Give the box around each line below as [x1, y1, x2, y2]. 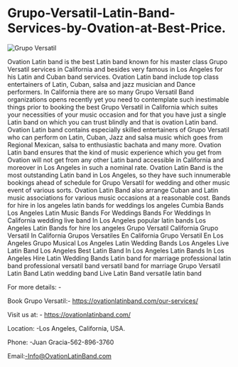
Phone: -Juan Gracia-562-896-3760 [7, 338, 114, 346]
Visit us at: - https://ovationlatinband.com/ [7, 310, 131, 319]
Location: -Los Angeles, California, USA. [7, 324, 126, 332]
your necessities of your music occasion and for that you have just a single [7, 110, 227, 119]
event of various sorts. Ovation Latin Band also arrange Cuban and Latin [7, 186, 219, 194]
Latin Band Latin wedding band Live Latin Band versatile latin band [7, 269, 202, 277]
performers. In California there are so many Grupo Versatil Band [7, 87, 194, 96]
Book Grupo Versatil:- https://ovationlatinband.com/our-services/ [7, 297, 199, 305]
